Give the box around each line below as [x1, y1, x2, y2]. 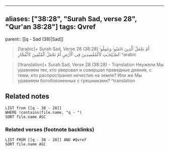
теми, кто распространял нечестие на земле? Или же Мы [17, 72, 142, 78]
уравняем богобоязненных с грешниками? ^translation [17, 78, 135, 84]
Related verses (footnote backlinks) [5, 126, 95, 133]
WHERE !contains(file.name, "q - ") [5, 110, 82, 115]
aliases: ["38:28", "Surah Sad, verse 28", [5, 15, 137, 23]
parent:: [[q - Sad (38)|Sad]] [5, 36, 64, 42]
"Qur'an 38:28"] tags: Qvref [5, 23, 96, 31]
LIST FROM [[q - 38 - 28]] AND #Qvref [5, 137, 87, 142]
